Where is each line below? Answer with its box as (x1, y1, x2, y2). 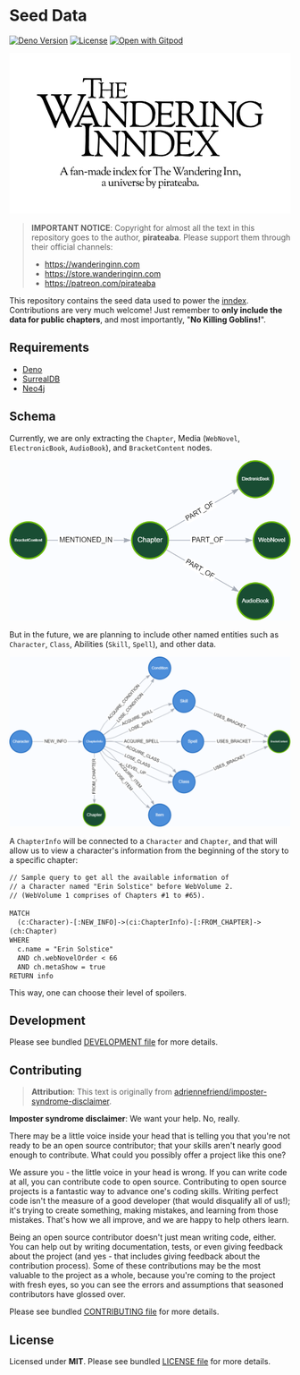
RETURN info (9, 971, 54, 980)
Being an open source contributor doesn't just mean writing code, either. (9, 1232, 277, 1243)
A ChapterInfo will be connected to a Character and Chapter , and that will (9, 835, 278, 846)
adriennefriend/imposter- (173, 1087, 268, 1097)
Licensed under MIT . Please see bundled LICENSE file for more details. (9, 1356, 271, 1367)
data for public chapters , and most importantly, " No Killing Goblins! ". (9, 314, 266, 325)
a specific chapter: (9, 854, 79, 865)
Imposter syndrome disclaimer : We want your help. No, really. (9, 1114, 241, 1124)
